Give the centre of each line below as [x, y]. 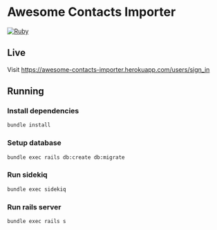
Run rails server [34, 207]
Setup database [35, 143]
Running [26, 92]
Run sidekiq [27, 175]
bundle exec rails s [37, 221]
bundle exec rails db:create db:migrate [66, 157]
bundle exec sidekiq [37, 189]
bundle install [29, 125]
